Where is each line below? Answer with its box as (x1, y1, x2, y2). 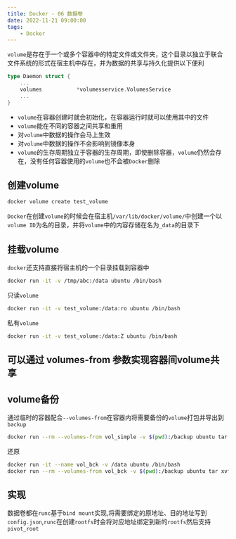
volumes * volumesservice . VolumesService (20, 86, 171, 93)
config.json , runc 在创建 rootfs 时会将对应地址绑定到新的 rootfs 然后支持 (7, 518, 211, 526)
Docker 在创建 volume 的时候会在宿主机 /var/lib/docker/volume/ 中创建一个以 (7, 212, 223, 220)
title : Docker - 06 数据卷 (7, 10, 83, 18)
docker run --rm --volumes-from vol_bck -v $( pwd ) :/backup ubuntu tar (7, 467, 218, 475)
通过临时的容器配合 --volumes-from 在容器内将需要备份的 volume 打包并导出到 (7, 413, 225, 421)
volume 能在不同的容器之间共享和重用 (17, 121, 123, 130)
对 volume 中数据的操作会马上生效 (17, 130, 111, 139)
